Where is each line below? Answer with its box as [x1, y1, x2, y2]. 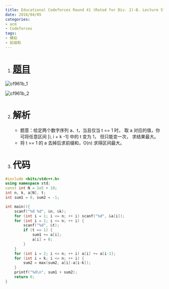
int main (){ [5, 204, 30, 209]
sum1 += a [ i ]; [32, 233, 62, 238]
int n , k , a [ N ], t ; [5, 190, 46, 196]
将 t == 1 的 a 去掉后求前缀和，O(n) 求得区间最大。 [20, 140, 125, 146]
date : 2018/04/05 [5, 12, 42, 17]
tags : [5, 31, 17, 36]
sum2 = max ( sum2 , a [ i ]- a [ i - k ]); [23, 260, 92, 265]
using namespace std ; [5, 181, 51, 186]
